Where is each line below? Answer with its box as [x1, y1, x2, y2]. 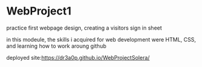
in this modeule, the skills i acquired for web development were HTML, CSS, [6, 36, 196, 43]
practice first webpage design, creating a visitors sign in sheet [6, 24, 163, 31]
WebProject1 [6, 4, 72, 18]
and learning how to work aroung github [6, 42, 107, 49]
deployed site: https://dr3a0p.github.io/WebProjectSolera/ [6, 54, 150, 61]
